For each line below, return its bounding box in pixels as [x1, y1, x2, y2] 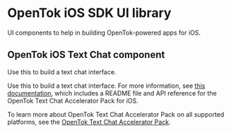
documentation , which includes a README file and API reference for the [7, 88, 217, 97]
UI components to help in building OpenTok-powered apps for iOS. [7, 28, 201, 37]
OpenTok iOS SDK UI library [7, 5, 172, 21]
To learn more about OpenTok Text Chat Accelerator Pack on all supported [7, 110, 225, 118]
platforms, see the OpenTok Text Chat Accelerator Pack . [7, 117, 171, 126]
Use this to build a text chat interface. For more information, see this [7, 81, 206, 90]
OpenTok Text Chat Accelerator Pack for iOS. [7, 96, 139, 105]
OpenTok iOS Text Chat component [7, 49, 165, 61]
